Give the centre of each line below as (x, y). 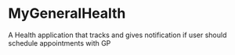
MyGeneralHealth (67, 14)
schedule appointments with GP (60, 43)
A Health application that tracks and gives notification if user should (117, 35)
